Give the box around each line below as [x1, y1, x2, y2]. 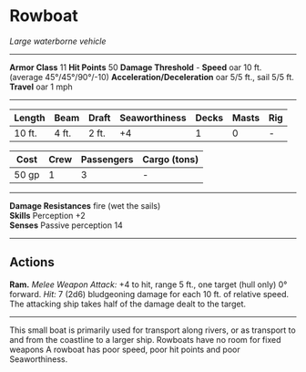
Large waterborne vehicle [9, 36, 107, 46]
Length [14, 111, 46, 124]
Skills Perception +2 [9, 210, 87, 221]
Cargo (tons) [142, 152, 199, 165]
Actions [9, 254, 55, 270]
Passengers [80, 152, 134, 165]
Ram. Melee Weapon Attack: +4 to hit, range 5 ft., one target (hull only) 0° [9, 279, 288, 290]
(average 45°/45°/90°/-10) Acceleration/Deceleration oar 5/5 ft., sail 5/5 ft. [9, 71, 294, 82]
